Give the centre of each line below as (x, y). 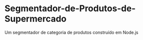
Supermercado (36, 19)
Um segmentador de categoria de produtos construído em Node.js (71, 32)
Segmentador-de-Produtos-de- (70, 9)
